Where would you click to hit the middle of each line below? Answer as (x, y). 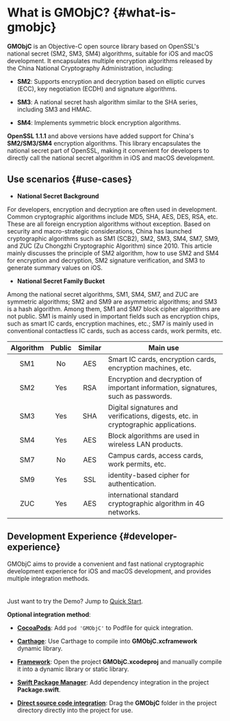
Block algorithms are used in (154, 435)
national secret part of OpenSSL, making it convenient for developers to (108, 150)
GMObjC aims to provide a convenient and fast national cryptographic (105, 564)
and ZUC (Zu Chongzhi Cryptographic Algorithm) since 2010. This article (110, 246)
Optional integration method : (49, 614)
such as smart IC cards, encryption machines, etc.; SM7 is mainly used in (111, 323)
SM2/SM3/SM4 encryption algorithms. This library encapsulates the (104, 143)
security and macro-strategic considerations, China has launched (100, 231)
